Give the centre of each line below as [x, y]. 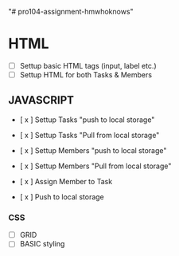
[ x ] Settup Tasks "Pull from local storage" [89, 135]
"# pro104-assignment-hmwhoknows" [71, 12]
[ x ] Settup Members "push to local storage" [93, 150]
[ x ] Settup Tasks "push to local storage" [87, 120]
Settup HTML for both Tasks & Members [86, 75]
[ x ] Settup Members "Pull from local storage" [95, 166]
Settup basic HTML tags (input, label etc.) [88, 65]
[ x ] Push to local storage [62, 197]
